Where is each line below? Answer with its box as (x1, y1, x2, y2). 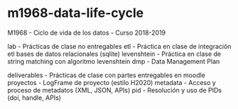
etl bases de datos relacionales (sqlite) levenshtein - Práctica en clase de (7, 50, 222, 58)
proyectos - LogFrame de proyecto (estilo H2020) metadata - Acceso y (7, 78, 217, 86)
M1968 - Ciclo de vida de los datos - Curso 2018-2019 (7, 28, 166, 37)
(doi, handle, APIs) (7, 93, 62, 102)
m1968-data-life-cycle (7, 5, 144, 21)
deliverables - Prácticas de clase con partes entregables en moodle (7, 71, 206, 79)
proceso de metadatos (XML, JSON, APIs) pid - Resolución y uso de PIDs (7, 86, 222, 94)
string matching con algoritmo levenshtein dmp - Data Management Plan (7, 57, 220, 65)
